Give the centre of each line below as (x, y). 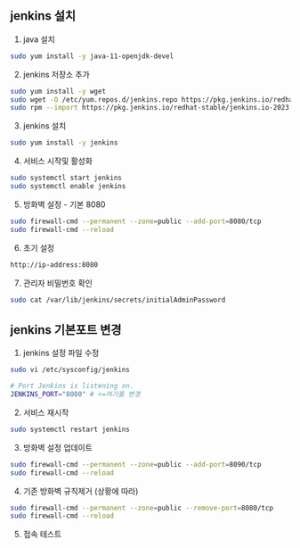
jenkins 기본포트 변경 (66, 330)
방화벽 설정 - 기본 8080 (64, 204)
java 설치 (39, 39)
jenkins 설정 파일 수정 (61, 353)
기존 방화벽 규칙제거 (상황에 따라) (81, 491)
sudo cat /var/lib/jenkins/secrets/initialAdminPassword (118, 300)
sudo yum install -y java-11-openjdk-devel (92, 56)
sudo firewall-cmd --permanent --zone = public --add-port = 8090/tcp (136, 464)
